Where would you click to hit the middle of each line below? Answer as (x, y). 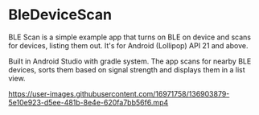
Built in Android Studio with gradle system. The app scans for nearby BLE (130, 61)
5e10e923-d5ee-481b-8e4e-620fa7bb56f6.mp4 (88, 102)
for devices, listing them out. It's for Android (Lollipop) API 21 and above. (128, 45)
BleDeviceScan (60, 15)
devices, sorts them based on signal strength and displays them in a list (127, 69)
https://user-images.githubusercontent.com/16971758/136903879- (119, 93)
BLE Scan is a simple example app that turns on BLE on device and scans (130, 37)
